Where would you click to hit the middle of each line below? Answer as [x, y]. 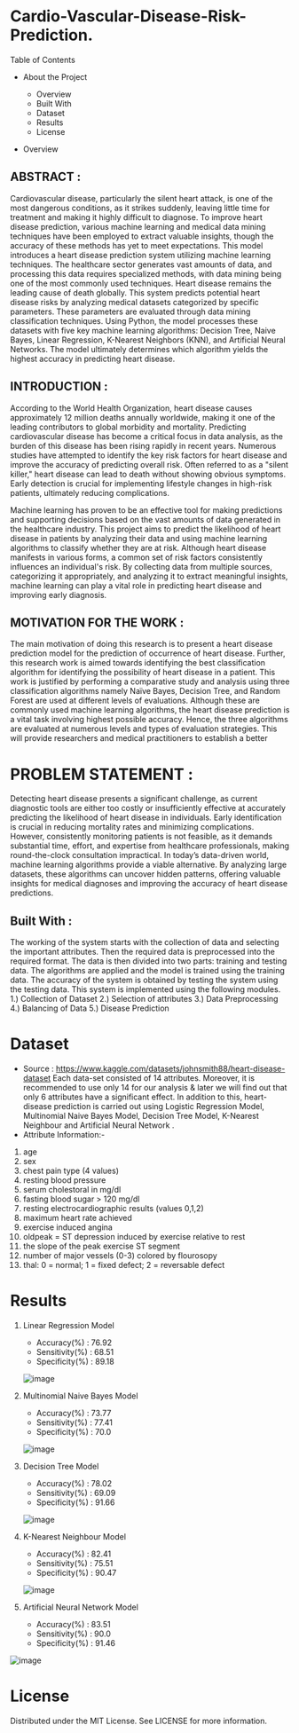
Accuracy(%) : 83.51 [73, 1624]
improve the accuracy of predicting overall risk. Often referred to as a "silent [149, 464]
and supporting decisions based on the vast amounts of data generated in [146, 519]
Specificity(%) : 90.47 [76, 1573]
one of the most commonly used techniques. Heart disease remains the [141, 283]
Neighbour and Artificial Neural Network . [98, 1125]
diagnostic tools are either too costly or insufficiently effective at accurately [148, 808]
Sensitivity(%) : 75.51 [75, 1563]
